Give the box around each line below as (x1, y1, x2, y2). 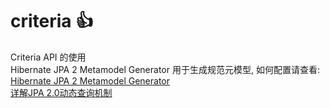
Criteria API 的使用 (10, 51, 87, 63)
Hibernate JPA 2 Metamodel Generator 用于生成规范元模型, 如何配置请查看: (10, 63, 320, 75)
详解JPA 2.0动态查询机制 (10, 86, 113, 98)
